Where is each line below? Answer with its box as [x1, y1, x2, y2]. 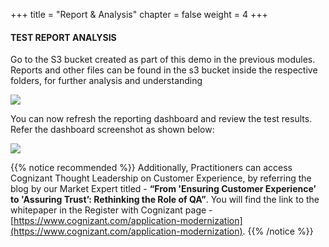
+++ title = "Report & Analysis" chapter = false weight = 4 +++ [10, 9, 268, 20]
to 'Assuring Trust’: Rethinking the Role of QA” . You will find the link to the [10, 194, 320, 206]
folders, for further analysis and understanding [10, 75, 203, 87]
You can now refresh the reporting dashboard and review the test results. [10, 113, 313, 125]
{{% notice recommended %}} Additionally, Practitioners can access [10, 162, 293, 174]
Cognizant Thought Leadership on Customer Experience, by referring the [10, 172, 312, 184]
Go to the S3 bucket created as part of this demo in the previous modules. [10, 54, 316, 66]
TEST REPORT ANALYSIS [10, 31, 117, 43]
